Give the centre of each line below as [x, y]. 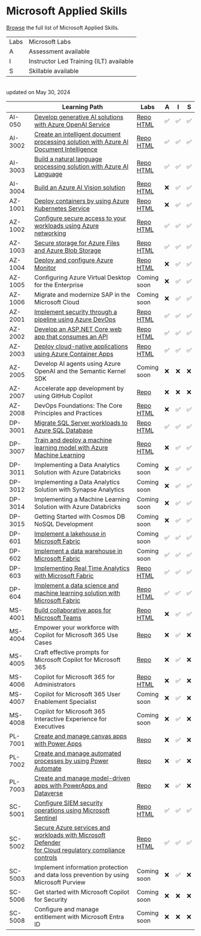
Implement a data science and [76, 585]
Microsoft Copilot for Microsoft [77, 660]
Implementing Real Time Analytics [82, 568]
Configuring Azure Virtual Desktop [82, 277]
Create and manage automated [77, 753]
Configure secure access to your [80, 218]
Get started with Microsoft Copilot [82, 892]
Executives [49, 726]
